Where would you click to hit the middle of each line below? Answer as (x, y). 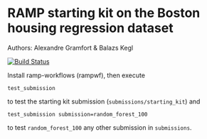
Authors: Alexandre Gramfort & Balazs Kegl (70, 48)
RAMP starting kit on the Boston (104, 13)
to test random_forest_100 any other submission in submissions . (100, 127)
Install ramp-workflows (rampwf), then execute (76, 75)
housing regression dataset (90, 28)
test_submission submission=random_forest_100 (78, 114)
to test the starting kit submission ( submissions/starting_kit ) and (104, 101)
